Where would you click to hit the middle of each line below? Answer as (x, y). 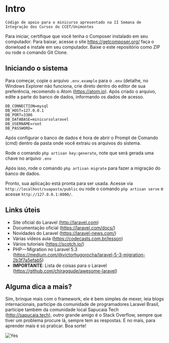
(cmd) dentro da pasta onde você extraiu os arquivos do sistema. (73, 143)
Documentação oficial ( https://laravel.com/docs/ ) (64, 228)
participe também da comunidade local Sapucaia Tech (62, 310)
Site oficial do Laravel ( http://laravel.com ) (56, 222)
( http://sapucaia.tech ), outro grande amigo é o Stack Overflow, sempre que (84, 315)
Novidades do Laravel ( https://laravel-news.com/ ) (65, 233)
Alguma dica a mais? (39, 286)
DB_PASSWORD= (19, 128)
